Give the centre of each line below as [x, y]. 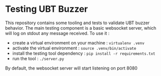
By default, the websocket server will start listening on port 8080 [71, 68]
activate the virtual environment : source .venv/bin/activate [74, 48]
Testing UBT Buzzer [47, 9]
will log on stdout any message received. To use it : [57, 33]
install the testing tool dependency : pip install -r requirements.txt [84, 53]
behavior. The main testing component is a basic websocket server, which [81, 28]
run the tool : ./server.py [38, 58]
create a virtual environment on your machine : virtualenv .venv [78, 42]
